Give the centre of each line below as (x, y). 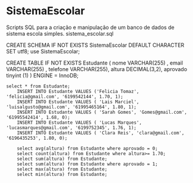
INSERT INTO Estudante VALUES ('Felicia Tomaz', (78, 91)
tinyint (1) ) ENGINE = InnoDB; (42, 75)
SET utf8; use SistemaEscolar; (43, 51)
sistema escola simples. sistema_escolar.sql (60, 33)
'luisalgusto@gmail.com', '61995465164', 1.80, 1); (71, 107)
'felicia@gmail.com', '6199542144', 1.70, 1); (65, 97)
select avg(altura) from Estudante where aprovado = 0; (88, 148)
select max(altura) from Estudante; (62, 169)
